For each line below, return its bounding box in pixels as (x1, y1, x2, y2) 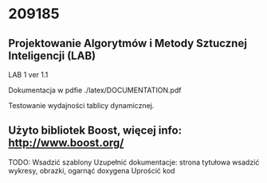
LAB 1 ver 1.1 (8, 70, 49, 80)
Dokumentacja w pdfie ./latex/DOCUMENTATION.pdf (8, 85, 182, 95)
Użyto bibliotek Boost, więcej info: (8, 124, 182, 138)
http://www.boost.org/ (8, 136, 124, 150)
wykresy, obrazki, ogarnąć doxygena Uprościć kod (8, 165, 175, 175)
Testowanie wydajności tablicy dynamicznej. (8, 101, 155, 110)
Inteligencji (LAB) (8, 49, 96, 62)
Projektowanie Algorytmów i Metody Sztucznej (8, 37, 247, 50)
